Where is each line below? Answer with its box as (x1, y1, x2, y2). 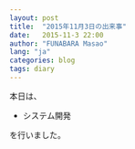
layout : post (9, 13, 59, 23)
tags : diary (9, 65, 55, 74)
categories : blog (9, 56, 76, 65)
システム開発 (22, 110, 71, 121)
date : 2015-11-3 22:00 (9, 30, 104, 39)
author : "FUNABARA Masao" (9, 38, 108, 48)
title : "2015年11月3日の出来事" (9, 22, 127, 31)
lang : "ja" (9, 48, 51, 57)
